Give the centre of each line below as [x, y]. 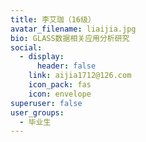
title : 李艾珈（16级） [53, 19]
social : [26, 47]
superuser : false [46, 103]
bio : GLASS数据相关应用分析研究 [70, 38]
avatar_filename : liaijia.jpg [73, 29]
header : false [66, 66]
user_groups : [37, 112]
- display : [42, 57]
